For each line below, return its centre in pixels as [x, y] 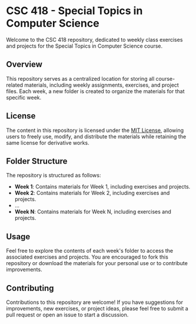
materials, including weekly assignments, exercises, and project [102, 85]
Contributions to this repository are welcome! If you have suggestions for [95, 302]
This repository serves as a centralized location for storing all [80, 78]
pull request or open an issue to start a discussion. [67, 315]
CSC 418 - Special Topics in [74, 11]
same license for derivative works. [48, 143]
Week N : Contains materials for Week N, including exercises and [93, 212]
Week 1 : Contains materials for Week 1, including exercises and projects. [102, 187]
